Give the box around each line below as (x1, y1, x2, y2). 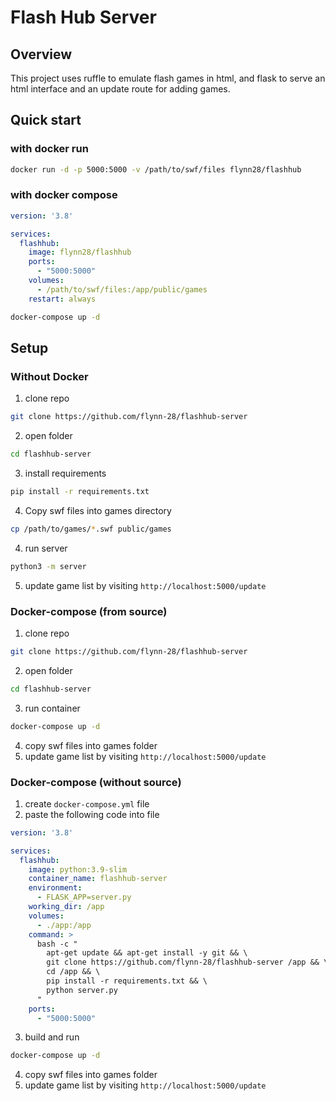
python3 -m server (10, 561, 87, 571)
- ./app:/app (36, 920, 92, 930)
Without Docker (10, 369, 89, 383)
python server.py (46, 985, 118, 995)
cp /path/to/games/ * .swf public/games (10, 524, 172, 534)
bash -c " (36, 939, 78, 949)
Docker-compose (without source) (10, 775, 182, 789)
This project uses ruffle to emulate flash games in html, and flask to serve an (10, 72, 326, 84)
